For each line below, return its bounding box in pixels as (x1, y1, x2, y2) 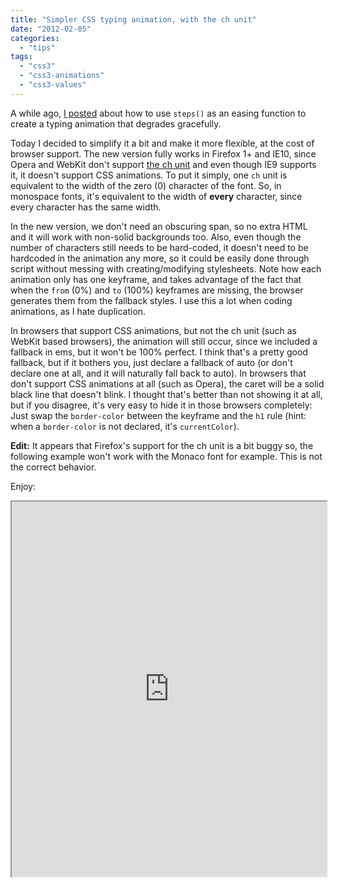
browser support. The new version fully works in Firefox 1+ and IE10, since (10, 147, 317, 160)
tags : (10, 52, 33, 62)
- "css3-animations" (19, 71, 105, 81)
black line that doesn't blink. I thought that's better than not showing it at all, (10, 388, 323, 400)
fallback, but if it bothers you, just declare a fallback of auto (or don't (10, 356, 293, 368)
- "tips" (19, 42, 56, 53)
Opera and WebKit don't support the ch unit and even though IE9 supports (10, 158, 317, 170)
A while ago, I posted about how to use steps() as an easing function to (10, 107, 307, 119)
